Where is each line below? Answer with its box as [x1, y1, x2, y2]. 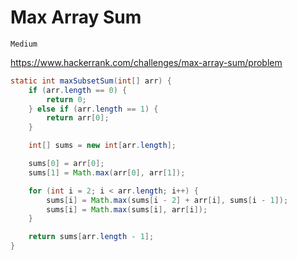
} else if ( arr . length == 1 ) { [28, 104, 159, 114]
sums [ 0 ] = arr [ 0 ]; [28, 159, 105, 169]
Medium [10, 39, 38, 49]
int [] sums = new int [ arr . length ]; [28, 141, 177, 151]
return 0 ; [46, 94, 87, 105]
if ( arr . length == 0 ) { [28, 85, 128, 95]
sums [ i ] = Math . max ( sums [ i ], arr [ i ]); [46, 204, 208, 215]
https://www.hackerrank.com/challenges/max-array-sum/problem [10, 56, 283, 68]
